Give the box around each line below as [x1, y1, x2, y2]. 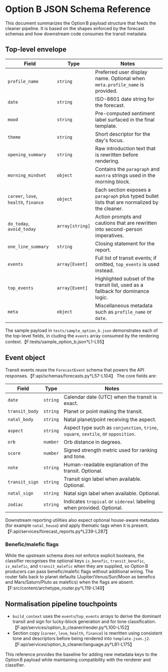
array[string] [56, 223, 90, 229]
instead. [94, 267, 114, 274]
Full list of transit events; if [94, 254, 156, 261]
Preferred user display [94, 69, 147, 76]
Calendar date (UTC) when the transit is [63, 393, 157, 400]
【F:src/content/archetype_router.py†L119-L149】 [5, 585, 107, 591]
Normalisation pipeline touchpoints [5, 600, 117, 608]
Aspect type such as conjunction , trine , [63, 424, 158, 431]
